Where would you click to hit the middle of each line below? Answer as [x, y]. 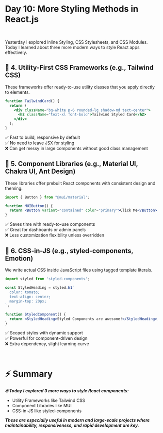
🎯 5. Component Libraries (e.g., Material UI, [72, 164]
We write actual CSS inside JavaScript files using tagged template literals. [79, 270]
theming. [14, 188]
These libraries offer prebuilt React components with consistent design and [80, 183]
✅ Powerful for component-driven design [46, 338]
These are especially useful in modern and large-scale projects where [77, 420]
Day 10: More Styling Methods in [72, 9]
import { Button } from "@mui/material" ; [48, 197]
